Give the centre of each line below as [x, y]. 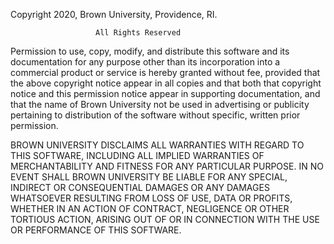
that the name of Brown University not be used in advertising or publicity [160, 104]
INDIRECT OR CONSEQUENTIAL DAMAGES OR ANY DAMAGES [140, 187]
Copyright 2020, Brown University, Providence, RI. [114, 14]
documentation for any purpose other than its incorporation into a [145, 62]
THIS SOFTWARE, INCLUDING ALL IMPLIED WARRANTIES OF [137, 155]
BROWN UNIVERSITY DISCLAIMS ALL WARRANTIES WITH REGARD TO [157, 145]
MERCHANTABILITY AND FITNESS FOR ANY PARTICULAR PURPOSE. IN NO [167, 166]
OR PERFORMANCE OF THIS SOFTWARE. [96, 230]
